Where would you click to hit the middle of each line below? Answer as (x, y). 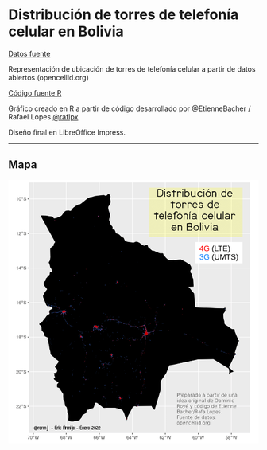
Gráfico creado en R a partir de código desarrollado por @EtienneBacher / (130, 108)
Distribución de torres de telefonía (124, 15)
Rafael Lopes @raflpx (43, 116)
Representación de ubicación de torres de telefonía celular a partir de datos (132, 68)
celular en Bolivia (66, 31)
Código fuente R (35, 92)
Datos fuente (29, 53)
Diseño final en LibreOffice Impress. (67, 132)
